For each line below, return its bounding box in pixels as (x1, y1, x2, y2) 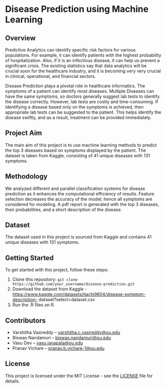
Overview (5, 34, 36, 42)
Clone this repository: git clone (12, 276, 78, 282)
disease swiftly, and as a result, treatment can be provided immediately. (5, 115, 152, 120)
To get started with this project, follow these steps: (5, 267, 109, 273)
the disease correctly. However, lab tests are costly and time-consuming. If (5, 99, 159, 105)
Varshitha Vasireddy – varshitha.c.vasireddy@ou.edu (12, 329, 120, 335)
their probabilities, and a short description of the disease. (5, 206, 122, 212)
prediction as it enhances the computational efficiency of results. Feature (5, 191, 155, 196)
